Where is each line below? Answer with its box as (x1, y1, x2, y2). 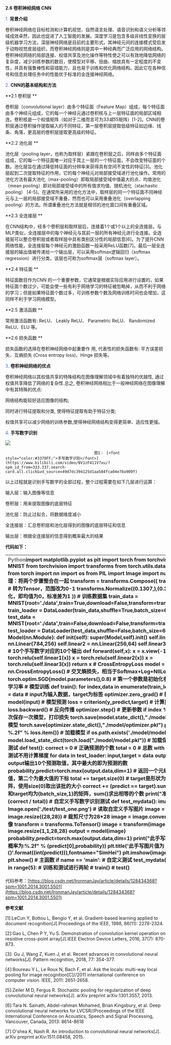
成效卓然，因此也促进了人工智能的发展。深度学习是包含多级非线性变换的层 (9, 33, 166, 39)
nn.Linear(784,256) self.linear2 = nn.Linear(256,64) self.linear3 (8, 640, 166, 647)
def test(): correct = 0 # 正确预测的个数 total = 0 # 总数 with (19, 744, 165, 751)
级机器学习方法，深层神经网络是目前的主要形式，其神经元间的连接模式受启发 (5, 39, 166, 45)
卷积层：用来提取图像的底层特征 (5, 500, 72, 506)
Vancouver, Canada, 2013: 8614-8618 (5, 1019, 84, 1025)
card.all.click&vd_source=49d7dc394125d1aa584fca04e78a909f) (5, 469, 138, 474)
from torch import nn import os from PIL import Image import (8, 570, 159, 577)
